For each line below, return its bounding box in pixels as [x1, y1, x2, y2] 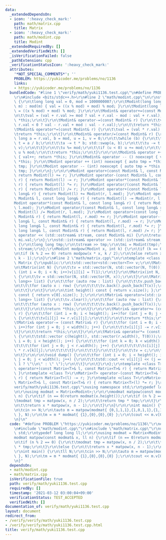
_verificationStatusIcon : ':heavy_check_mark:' [9, 62, 110, 67]
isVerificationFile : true [9, 477, 63, 482]
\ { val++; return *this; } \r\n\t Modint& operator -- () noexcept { [14, 154, 158, 159]
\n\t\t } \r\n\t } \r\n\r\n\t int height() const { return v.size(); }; [14, 288, 156, 293]
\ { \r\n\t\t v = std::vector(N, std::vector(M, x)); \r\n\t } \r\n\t [14, 274, 152, 279]
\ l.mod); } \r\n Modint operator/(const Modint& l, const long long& [14, 205, 158, 210]
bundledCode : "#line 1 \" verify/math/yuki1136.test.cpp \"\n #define [9, 90, 152, 95]
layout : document [5, 509, 41, 514]
